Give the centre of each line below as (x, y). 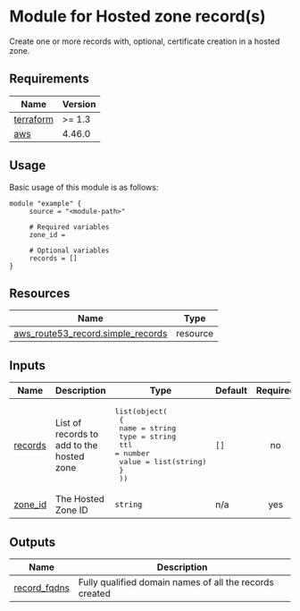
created (95, 594)
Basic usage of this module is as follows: (84, 187)
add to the (76, 445)
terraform (34, 119)
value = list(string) (163, 462)
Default (232, 391)
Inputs (28, 365)
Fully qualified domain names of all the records (176, 582)
